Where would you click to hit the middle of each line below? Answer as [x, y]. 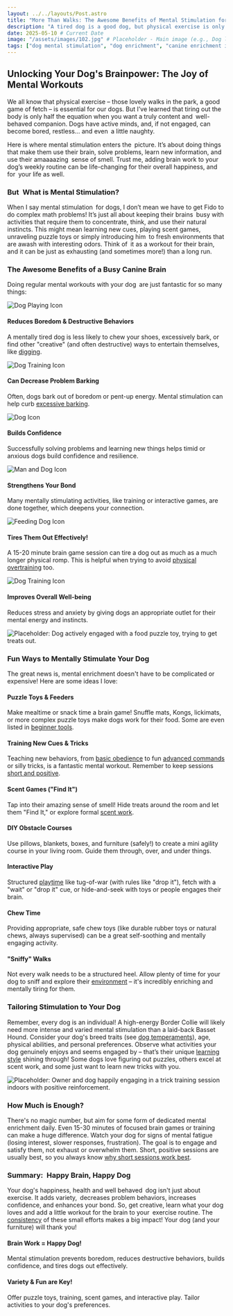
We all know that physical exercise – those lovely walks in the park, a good [114, 101]
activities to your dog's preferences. [59, 1305]
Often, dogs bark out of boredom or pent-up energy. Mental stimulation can [115, 396]
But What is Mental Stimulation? [63, 192]
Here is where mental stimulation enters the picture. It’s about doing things [114, 144]
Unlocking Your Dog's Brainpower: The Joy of [108, 74]
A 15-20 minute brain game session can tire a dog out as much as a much [112, 553]
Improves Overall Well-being [49, 597]
